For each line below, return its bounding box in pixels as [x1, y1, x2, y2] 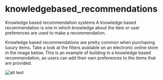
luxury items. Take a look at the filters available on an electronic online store [5, 44, 158, 50]
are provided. [5, 60, 32, 66]
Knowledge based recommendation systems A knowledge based [5, 20, 136, 25]
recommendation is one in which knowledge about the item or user [5, 24, 140, 30]
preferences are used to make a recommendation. [5, 30, 106, 36]
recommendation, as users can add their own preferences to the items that [5, 55, 156, 60]
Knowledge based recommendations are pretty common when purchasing [5, 39, 155, 45]
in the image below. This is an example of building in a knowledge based [5, 50, 151, 56]
